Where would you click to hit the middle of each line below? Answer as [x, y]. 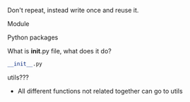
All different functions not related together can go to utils [100, 91]
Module [18, 24]
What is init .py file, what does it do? [59, 51]
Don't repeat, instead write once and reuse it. [73, 10]
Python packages [33, 37]
